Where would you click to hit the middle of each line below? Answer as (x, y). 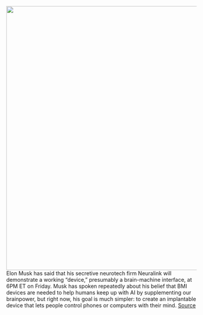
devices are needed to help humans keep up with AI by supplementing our (99, 292)
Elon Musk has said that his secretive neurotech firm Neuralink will (89, 273)
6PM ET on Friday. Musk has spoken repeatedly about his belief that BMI (97, 286)
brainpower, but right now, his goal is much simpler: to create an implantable (101, 299)
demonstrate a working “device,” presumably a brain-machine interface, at (99, 280)
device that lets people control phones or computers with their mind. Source (101, 305)
